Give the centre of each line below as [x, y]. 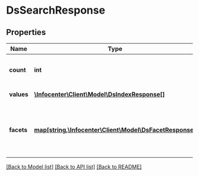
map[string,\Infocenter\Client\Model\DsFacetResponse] [115, 130]
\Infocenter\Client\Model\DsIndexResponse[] [99, 94]
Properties [26, 32]
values [19, 94]
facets [18, 130]
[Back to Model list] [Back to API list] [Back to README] [74, 167]
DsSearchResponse [56, 10]
